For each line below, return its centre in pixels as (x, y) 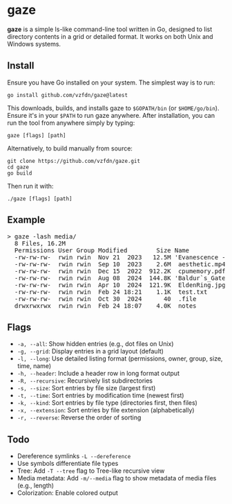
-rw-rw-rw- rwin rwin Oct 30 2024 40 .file (105, 299)
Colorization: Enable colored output (68, 493)
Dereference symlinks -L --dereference (74, 456)
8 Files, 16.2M (40, 243)
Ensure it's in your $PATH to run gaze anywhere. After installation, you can (111, 115)
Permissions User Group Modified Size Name (102, 250)
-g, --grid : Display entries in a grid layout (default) (90, 351)
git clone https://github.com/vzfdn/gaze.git (74, 161)
